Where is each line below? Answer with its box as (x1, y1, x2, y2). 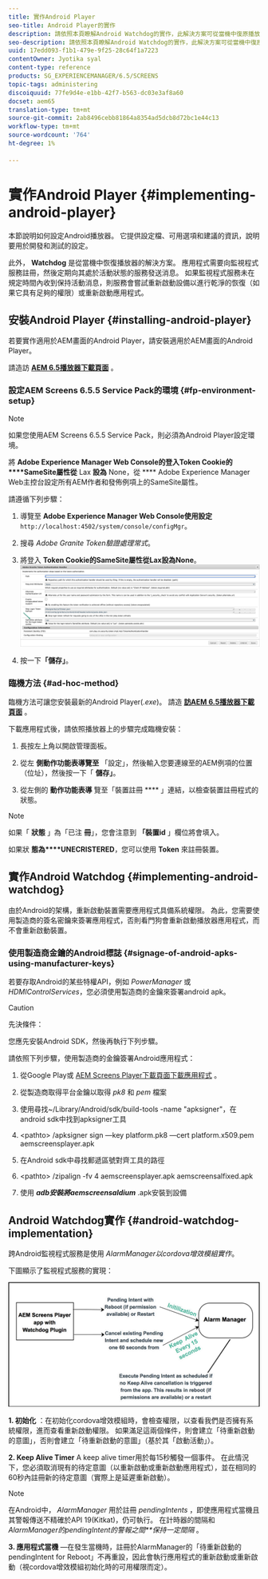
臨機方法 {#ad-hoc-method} (8, 677, 120, 688)
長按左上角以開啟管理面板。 (19, 741, 112, 751)
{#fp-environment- (179, 385, 257, 396)
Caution (8, 1003, 34, 1013)
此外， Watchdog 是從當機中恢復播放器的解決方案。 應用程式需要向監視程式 (8, 257, 259, 267)
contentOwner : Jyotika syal (8, 55, 102, 63)
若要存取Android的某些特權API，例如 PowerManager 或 (8, 977, 191, 987)
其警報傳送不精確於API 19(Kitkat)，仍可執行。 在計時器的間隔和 (8, 1515, 215, 1525)
